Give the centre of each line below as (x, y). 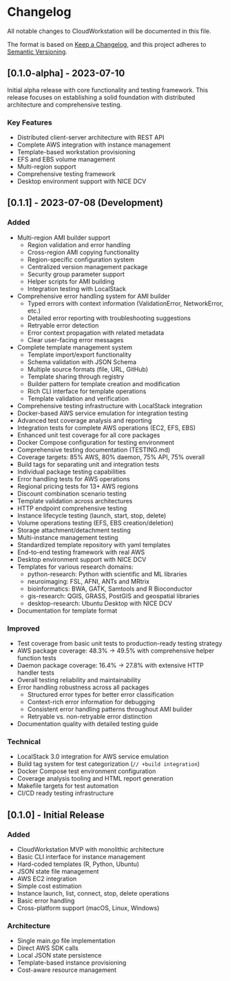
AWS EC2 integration (47, 879)
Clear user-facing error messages (75, 340)
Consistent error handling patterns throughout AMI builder (110, 709)
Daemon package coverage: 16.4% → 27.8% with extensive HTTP (111, 666)
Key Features (30, 123)
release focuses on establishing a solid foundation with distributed (101, 97)
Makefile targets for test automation (68, 786)
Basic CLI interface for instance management (81, 857)
